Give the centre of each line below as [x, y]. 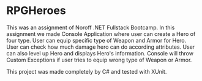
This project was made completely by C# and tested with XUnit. [87, 71]
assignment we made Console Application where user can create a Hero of [101, 33]
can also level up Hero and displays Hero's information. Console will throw [100, 53]
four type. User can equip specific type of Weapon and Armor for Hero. [96, 40]
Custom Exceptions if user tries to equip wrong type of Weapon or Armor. [99, 60]
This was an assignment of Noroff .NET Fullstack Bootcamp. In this [91, 27]
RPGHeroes [36, 11]
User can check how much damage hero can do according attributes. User [101, 47]
